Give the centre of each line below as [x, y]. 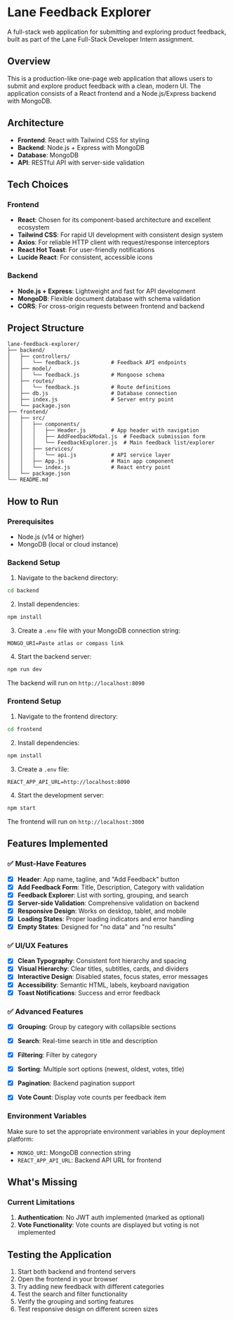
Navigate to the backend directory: [68, 578]
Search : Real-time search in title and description [87, 1040]
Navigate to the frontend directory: [67, 716]
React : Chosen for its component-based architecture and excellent [114, 220]
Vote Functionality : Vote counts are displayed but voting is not [108, 1225]
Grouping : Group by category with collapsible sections [97, 1026]
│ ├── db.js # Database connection [92, 394]
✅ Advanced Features [45, 1011]
